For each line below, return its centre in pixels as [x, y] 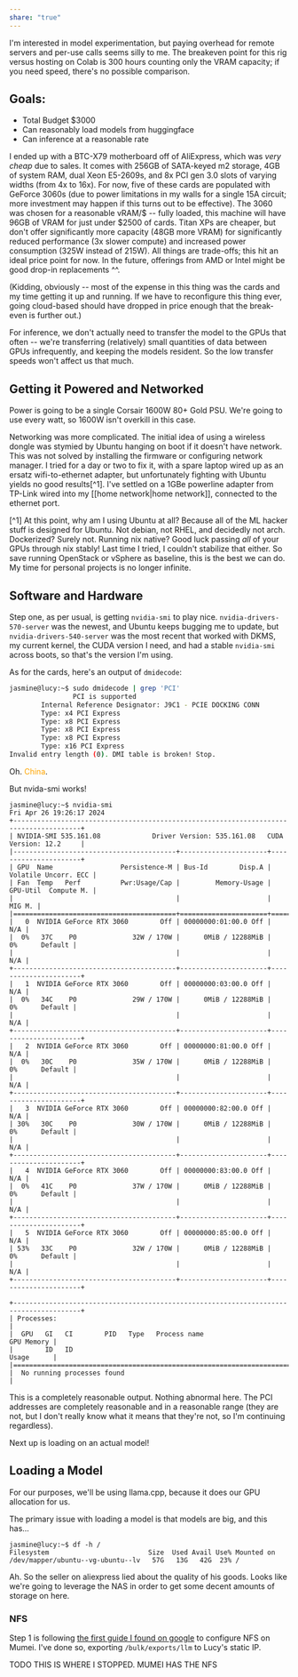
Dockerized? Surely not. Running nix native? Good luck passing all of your [144, 540]
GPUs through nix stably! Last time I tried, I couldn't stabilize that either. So [146, 549]
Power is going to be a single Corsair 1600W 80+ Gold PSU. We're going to [146, 411]
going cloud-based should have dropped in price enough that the [129, 306]
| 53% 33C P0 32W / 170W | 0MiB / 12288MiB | [141, 1248]
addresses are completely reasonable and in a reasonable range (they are [144, 1407]
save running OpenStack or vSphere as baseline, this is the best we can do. [147, 558]
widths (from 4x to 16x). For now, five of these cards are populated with [140, 185]
